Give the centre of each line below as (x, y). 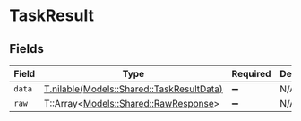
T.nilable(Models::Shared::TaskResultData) (133, 89)
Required (251, 74)
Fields (27, 49)
